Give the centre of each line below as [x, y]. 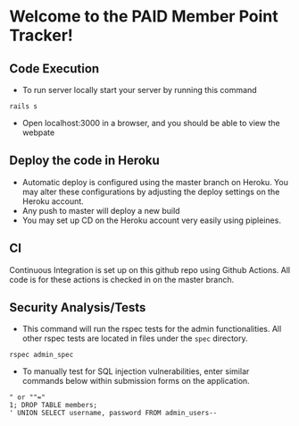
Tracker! [42, 35]
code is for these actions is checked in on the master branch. [122, 279]
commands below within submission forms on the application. [136, 381]
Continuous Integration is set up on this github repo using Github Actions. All [150, 269]
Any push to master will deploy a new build [101, 210]
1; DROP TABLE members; [54, 405]
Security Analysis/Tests [78, 307]
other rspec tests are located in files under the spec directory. [135, 338]
